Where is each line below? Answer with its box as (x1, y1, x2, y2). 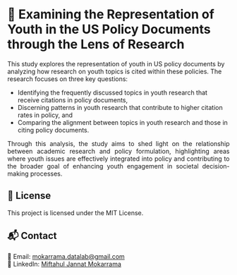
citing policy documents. (17, 126, 90, 134)
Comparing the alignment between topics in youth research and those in (17, 118, 228, 126)
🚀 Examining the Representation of (7, 6, 215, 23)
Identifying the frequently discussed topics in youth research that (17, 88, 208, 97)
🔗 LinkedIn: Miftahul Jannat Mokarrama (7, 259, 122, 268)
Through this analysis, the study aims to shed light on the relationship (7, 139, 230, 147)
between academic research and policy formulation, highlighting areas (7, 147, 230, 155)
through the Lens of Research (7, 37, 185, 52)
